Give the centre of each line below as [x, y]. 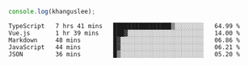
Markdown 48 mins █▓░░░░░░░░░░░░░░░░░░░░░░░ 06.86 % [124, 40]
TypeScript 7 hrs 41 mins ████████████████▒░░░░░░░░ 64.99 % [124, 26]
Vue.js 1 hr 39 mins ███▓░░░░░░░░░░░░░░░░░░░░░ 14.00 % [124, 33]
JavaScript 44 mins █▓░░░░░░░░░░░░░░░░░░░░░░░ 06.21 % [124, 47]
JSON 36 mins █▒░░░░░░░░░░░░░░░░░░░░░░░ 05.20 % [124, 54]
